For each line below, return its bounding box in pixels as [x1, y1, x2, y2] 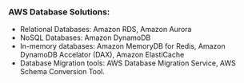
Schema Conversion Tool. [19, 67, 106, 77]
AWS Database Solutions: [8, 6, 110, 18]
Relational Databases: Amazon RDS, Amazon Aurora [19, 25, 192, 34]
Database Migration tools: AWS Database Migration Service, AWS [19, 58, 236, 68]
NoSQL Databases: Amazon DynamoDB [19, 33, 151, 42]
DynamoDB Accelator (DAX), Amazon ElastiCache [19, 50, 185, 60]
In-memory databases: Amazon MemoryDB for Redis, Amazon [19, 41, 226, 51]
